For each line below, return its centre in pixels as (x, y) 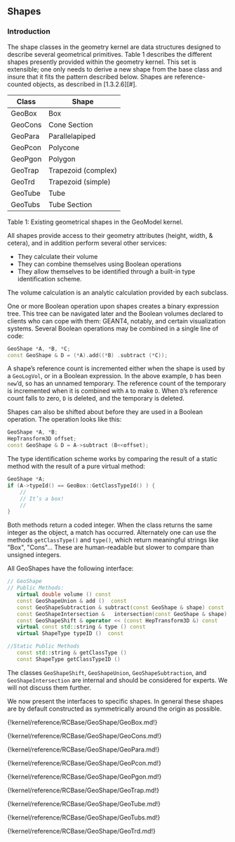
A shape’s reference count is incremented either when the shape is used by (116, 368)
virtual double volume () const (64, 595)
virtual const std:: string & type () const (81, 627)
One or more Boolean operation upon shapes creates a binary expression (113, 306)
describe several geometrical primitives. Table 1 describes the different (110, 54)
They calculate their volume (58, 256)
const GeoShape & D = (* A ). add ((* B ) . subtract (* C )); (88, 355)
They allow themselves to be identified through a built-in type (106, 271)
